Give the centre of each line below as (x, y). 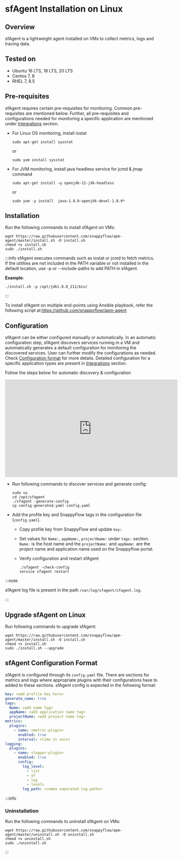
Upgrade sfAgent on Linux (45, 615)
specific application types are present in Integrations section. (66, 363)
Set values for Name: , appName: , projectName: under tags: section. (84, 539)
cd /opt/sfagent (28, 497)
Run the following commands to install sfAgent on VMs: (60, 228)
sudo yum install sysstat (38, 160)
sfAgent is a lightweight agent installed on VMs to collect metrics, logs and (79, 38)
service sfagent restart (44, 572)
